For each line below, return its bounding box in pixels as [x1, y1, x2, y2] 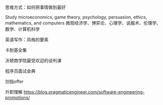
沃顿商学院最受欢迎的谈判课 [5, 58, 62, 63]
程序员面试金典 [5, 68, 36, 74]
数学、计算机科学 [5, 26, 40, 32]
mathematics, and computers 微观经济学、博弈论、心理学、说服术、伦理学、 [5, 20, 161, 26]
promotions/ [5, 95, 30, 100]
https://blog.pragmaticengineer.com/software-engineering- [23, 89, 145, 95]
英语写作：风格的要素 [5, 36, 48, 42]
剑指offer [5, 78, 24, 84]
